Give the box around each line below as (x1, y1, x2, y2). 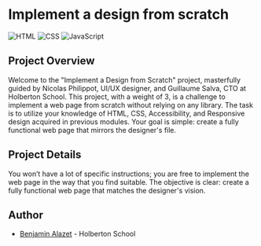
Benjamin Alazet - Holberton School (19, 229, 136, 239)
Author (8, 208, 43, 222)
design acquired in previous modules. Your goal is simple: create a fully (8, 116, 240, 127)
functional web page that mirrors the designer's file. (8, 125, 177, 134)
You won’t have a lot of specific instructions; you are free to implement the (8, 169, 250, 178)
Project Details (8, 148, 82, 162)
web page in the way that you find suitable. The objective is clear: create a (8, 177, 249, 186)
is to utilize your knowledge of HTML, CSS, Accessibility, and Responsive (8, 108, 245, 118)
